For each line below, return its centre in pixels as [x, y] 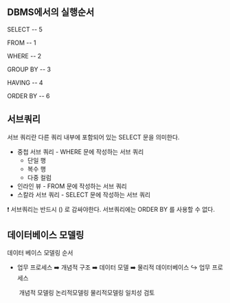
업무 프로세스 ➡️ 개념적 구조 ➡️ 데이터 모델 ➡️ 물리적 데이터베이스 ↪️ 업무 [114, 267]
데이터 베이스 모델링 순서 [40, 253]
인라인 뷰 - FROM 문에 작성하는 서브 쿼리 [72, 186]
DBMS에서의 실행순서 [51, 12]
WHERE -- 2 [24, 56]
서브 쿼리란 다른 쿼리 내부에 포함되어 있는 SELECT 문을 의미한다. [93, 137]
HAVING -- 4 [25, 82]
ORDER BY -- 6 [28, 96]
